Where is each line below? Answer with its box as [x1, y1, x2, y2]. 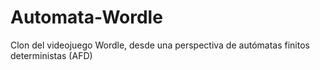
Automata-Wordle [10, 6, 163, 29]
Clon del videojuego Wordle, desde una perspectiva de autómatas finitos [10, 39, 310, 51]
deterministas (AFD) [10, 49, 93, 61]
